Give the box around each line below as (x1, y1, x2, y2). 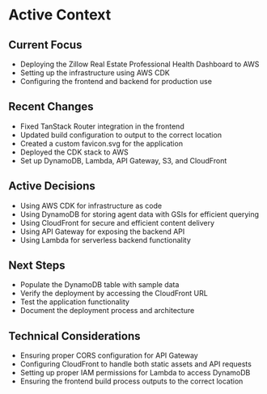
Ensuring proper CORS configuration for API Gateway (19, 350, 198, 361)
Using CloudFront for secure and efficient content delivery (19, 218, 215, 227)
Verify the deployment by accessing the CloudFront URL (19, 289, 208, 299)
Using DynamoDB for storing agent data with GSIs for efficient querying (19, 209, 260, 219)
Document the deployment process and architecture (19, 306, 195, 316)
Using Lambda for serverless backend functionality (19, 235, 192, 244)
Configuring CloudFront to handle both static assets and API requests (19, 359, 252, 369)
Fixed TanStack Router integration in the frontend (19, 121, 184, 131)
